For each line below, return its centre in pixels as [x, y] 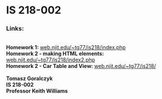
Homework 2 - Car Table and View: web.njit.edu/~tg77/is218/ [81, 66]
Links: [15, 29]
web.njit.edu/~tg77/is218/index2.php [51, 60]
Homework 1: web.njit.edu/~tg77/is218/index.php [66, 47]
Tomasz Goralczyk [29, 78]
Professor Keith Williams [37, 91]
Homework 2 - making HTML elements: [55, 54]
